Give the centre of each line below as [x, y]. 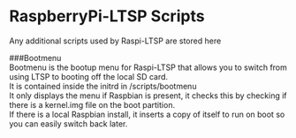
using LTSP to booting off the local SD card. [89, 76]
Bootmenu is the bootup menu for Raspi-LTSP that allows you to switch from [148, 67]
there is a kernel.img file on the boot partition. [92, 104]
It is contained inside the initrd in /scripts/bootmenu [103, 86]
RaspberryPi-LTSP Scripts [107, 16]
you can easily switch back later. [68, 123]
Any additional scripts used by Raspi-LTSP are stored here [115, 41]
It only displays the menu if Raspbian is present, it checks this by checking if [148, 96]
